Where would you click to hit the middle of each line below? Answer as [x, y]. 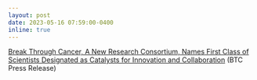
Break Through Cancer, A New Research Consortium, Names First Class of [128, 52]
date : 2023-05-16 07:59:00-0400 [61, 23]
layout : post [29, 15]
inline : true [29, 30]
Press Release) [32, 68]
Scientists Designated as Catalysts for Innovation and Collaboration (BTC [126, 60]
